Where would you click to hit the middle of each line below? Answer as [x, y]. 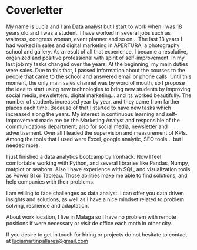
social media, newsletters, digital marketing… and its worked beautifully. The [99, 95]
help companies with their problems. [50, 181]
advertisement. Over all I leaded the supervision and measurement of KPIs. [97, 132]
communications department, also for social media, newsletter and [87, 126]
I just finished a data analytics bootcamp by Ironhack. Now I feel [84, 156]
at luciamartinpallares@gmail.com [47, 241]
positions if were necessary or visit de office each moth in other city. [89, 223]
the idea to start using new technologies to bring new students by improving [98, 89]
